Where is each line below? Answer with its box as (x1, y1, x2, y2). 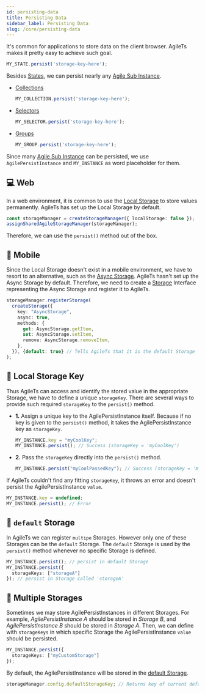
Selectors (15, 107, 40, 114)
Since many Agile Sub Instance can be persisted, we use (6, 152, 149, 160)
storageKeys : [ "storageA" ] (12, 570, 81, 576)
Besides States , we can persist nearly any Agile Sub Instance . (6, 72, 162, 80)
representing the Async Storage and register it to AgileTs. (6, 286, 151, 293)
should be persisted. (6, 635, 58, 642)
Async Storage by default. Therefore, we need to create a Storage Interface (6, 279, 196, 286)
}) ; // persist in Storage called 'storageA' (6, 576, 124, 582)
